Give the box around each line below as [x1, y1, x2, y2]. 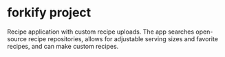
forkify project [7, 5, 92, 21]
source [7, 34, 28, 43]
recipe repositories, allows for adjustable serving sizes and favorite [28, 34, 219, 43]
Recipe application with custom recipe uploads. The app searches [7, 27, 195, 36]
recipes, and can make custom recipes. [7, 42, 119, 50]
